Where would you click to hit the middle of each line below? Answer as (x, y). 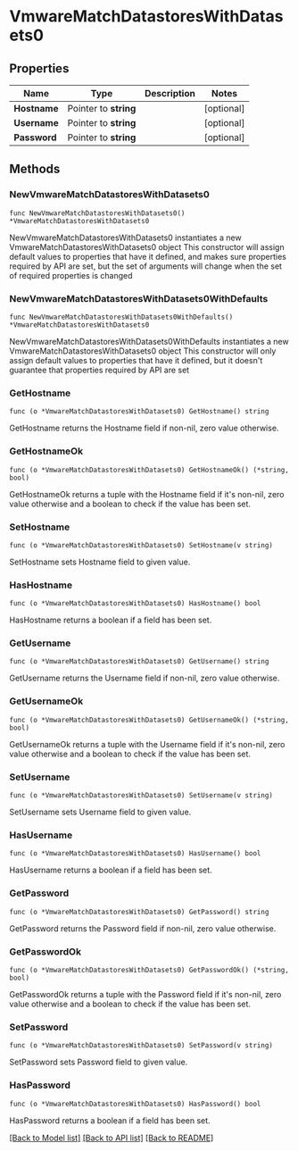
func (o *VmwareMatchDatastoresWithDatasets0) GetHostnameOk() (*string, (149, 470)
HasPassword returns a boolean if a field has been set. (110, 1120)
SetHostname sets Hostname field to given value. (100, 562)
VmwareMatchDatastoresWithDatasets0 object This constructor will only (143, 351)
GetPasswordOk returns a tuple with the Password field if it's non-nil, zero (145, 994)
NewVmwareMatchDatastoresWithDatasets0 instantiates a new (126, 238)
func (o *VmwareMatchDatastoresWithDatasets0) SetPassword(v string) (141, 1046)
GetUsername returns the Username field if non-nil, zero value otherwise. (145, 678)
